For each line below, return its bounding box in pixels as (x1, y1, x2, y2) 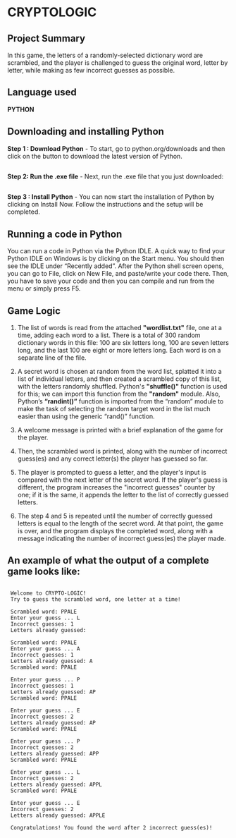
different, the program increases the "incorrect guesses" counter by (17, 483, 216, 492)
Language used (7, 86, 77, 99)
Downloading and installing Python (7, 126, 164, 138)
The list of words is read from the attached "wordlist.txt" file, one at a (17, 324, 222, 332)
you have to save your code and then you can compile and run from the (7, 277, 215, 286)
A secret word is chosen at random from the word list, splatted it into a (17, 368, 222, 376)
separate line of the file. (17, 353, 87, 362)
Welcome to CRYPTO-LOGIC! (10, 590, 87, 597)
